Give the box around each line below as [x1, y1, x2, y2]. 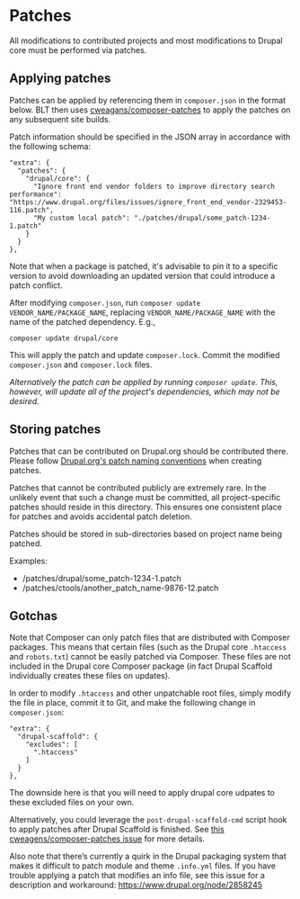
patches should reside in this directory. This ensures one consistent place [9, 501, 283, 512]
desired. [9, 395, 40, 406]
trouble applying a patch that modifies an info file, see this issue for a [9, 870, 265, 881]
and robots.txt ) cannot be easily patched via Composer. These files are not [9, 652, 292, 662]
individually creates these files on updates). [9, 670, 171, 681]
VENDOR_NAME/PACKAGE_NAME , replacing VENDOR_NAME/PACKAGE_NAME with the [9, 307, 276, 318]
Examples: [9, 555, 48, 566]
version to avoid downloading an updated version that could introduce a [9, 270, 276, 281]
